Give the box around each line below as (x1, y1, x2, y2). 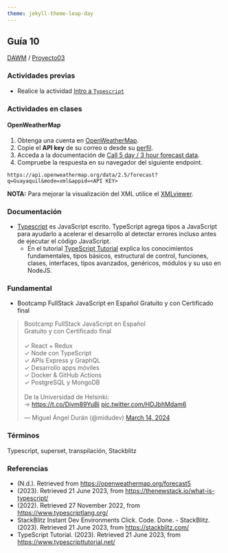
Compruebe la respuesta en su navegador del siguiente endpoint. (16, 158, 203, 166)
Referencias (7, 463, 49, 473)
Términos (7, 431, 40, 441)
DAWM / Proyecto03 (7, 54, 65, 62)
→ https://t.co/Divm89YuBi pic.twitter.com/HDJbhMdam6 (23, 400, 187, 408)
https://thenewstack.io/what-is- (124, 487, 215, 495)
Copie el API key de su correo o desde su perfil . (16, 143, 153, 152)
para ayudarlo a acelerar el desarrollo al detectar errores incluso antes (16, 230, 217, 238)
